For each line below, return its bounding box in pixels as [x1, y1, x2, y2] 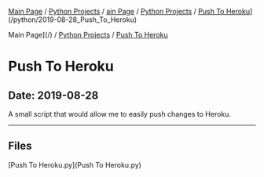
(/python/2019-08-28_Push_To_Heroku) [8, 15, 137, 24]
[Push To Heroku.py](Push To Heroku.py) [8, 160, 141, 169]
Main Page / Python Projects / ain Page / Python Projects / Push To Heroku [8, 7, 250, 16]
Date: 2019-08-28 [8, 88, 99, 102]
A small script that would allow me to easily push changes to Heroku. [8, 110, 232, 118]
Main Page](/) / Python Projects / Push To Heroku [8, 31, 169, 39]
